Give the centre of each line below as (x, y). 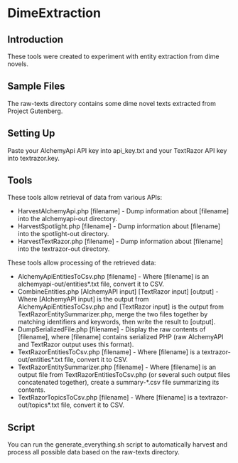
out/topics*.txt (38, 405)
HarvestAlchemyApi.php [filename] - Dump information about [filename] (123, 211)
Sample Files (36, 86)
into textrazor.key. (34, 158)
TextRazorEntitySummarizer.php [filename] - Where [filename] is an (117, 367)
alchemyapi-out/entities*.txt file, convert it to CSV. (91, 284)
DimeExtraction (54, 13)
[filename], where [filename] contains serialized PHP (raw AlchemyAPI (120, 337)
